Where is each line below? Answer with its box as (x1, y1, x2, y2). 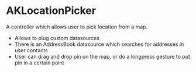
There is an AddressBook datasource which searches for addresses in (14, 41, 184, 48)
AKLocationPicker (6, 4, 97, 17)
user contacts (14, 46, 48, 53)
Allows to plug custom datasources (14, 34, 100, 41)
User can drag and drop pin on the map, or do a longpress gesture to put (14, 53, 190, 60)
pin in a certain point (14, 59, 64, 66)
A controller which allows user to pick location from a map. (6, 23, 148, 30)
